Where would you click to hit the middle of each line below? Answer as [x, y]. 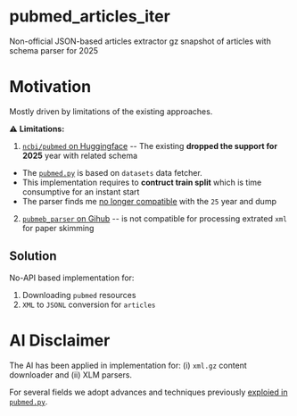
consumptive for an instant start [81, 191]
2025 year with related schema [80, 155]
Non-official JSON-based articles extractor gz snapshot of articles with [140, 41]
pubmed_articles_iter [90, 17]
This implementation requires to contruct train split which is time [142, 182]
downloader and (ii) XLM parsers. [70, 374]
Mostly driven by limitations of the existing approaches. [111, 111]
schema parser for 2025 [54, 50]
